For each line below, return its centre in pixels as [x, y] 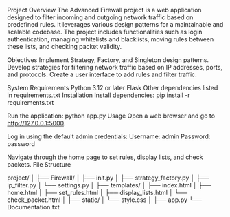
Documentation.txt [33, 207]
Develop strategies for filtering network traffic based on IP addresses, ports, [115, 67]
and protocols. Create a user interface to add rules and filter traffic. [102, 74]
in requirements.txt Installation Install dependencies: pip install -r [99, 95]
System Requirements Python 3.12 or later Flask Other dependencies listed [113, 88]
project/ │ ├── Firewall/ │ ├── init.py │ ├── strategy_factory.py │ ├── [108, 178]
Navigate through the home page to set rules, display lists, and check [105, 157]
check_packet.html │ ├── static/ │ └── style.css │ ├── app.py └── [105, 200]
